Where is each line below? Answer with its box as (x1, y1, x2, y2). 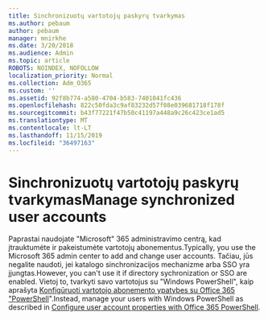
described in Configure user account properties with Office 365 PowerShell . (8, 302, 261, 312)
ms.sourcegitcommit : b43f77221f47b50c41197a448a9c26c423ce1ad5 (8, 109, 225, 117)
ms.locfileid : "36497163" (8, 138, 95, 147)
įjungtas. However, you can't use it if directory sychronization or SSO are (8, 269, 248, 278)
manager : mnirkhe (8, 34, 67, 43)
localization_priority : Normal (8, 72, 113, 80)
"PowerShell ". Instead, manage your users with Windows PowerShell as (8, 294, 244, 304)
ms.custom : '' (8, 86, 56, 95)
